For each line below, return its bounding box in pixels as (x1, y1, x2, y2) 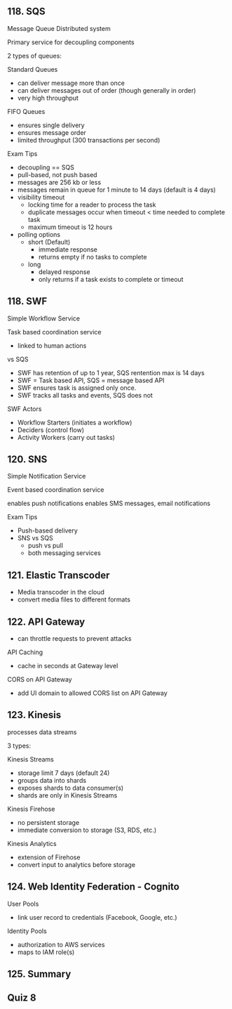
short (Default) (27, 237, 71, 246)
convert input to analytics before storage (17, 860, 135, 868)
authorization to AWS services (17, 940, 105, 949)
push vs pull (27, 541, 63, 550)
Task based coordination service (7, 327, 102, 336)
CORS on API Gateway (7, 675, 72, 684)
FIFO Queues (7, 107, 46, 115)
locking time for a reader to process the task (27, 200, 156, 209)
